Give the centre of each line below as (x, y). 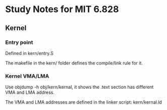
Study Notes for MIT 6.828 (62, 9)
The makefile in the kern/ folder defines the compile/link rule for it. (74, 63)
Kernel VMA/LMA (27, 76)
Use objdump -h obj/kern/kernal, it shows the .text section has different (79, 87)
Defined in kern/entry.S (30, 53)
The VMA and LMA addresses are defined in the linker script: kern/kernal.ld (84, 102)
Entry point (19, 42)
